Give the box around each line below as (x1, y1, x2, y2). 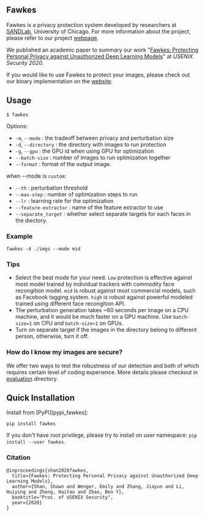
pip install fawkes (6, 421, 56, 427)
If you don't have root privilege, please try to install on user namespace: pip (6, 432, 198, 439)
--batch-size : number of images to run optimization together (15, 153, 171, 161)
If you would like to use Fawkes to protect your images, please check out (6, 71, 190, 79)
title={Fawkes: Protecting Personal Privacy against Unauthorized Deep (12, 472, 199, 479)
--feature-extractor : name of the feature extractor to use (15, 204, 163, 211)
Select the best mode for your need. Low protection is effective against (15, 274, 193, 281)
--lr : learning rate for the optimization (15, 197, 114, 204)
